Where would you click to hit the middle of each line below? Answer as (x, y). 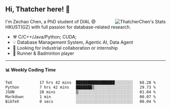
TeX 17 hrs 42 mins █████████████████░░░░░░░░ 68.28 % (81, 83)
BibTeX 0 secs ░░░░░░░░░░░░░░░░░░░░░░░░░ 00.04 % (81, 101)
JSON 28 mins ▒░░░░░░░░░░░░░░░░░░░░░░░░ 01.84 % (81, 92)
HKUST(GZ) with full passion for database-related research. (68, 27)
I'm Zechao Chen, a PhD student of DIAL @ (50, 21)
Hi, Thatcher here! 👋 (38, 9)
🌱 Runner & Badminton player (44, 53)
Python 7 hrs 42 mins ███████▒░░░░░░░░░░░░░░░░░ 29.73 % (81, 87)
